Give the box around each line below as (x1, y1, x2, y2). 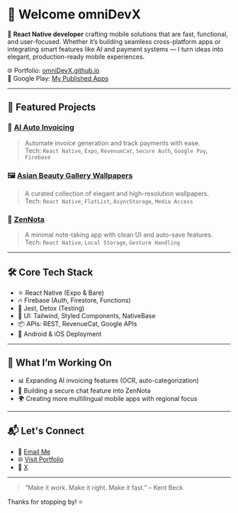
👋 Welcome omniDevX (7, 6, 142, 23)
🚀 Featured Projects (7, 101, 96, 113)
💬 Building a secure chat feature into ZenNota (17, 386, 151, 395)
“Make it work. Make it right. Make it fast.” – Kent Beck (24, 483, 183, 492)
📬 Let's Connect (7, 425, 85, 437)
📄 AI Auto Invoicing (7, 123, 74, 133)
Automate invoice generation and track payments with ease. (24, 138, 200, 147)
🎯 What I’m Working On (7, 357, 112, 369)
